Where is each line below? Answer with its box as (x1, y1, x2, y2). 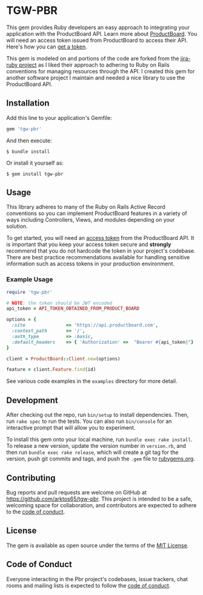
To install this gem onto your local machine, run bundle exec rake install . (6, 436, 193, 443)
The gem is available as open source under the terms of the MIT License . (6, 542, 189, 549)
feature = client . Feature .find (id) (6, 367, 96, 373)
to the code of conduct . (6, 508, 65, 515)
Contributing (6, 473, 56, 483)
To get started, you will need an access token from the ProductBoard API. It (6, 234, 195, 242)
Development (6, 395, 59, 405)
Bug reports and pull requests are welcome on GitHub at (6, 488, 147, 496)
